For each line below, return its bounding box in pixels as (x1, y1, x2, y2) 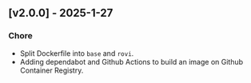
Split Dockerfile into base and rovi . (19, 48, 134, 58)
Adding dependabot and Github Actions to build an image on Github (19, 57, 244, 66)
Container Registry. (19, 65, 84, 75)
